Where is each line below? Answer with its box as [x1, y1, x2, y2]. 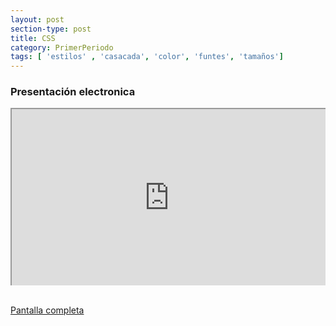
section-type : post [10, 24, 92, 34]
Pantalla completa [10, 304, 85, 316]
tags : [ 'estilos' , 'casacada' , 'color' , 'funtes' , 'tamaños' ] [10, 52, 284, 62]
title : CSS [10, 33, 56, 43]
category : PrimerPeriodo [10, 42, 114, 53]
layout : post [10, 14, 65, 25]
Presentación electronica [10, 85, 136, 99]
